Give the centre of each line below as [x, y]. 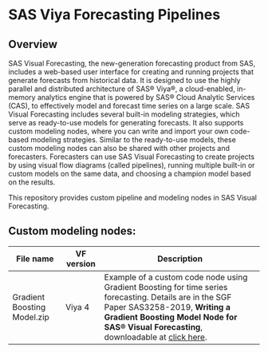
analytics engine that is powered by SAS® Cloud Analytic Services [146, 97]
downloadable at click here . [156, 337]
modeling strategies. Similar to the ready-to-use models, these [134, 140]
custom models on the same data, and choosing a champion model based [130, 174]
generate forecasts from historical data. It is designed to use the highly [124, 80]
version [81, 264]
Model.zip [31, 317]
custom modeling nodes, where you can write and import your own [118, 131]
